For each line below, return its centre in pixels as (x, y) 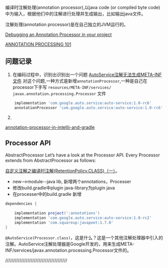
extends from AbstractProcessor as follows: (51, 160)
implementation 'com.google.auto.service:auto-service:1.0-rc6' (83, 103)
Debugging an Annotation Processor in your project (59, 35)
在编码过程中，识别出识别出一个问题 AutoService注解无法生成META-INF (87, 74)
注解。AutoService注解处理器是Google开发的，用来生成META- (70, 244)
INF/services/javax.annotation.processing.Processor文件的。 (68, 250)
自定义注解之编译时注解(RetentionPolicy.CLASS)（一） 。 (62, 171)
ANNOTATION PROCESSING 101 (38, 44)
